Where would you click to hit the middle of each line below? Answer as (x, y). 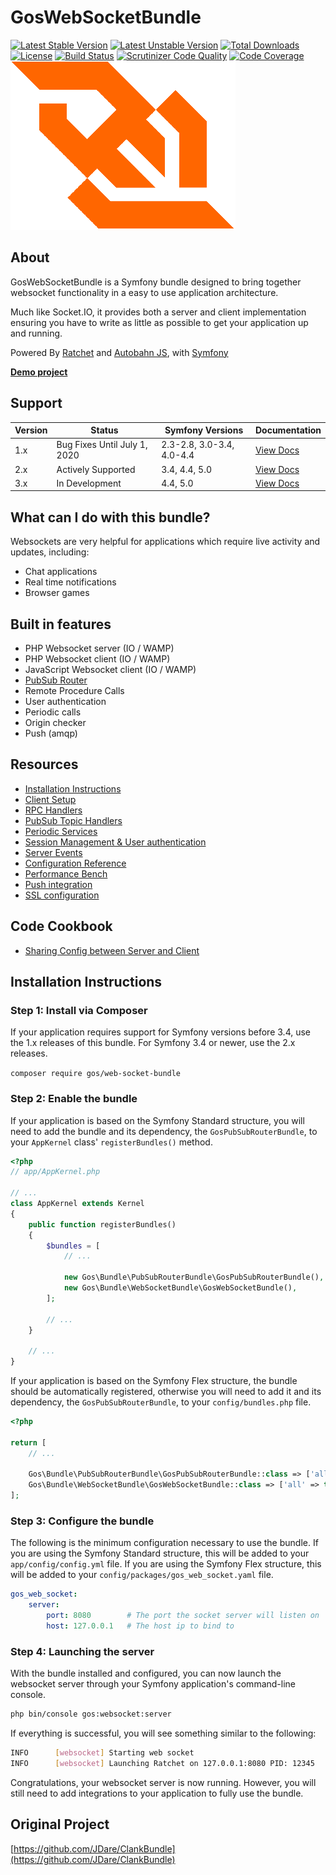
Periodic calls (53, 712)
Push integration (58, 884)
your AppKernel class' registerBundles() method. (111, 1142)
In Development (89, 483)
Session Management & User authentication (115, 842)
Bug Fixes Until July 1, (102, 445)
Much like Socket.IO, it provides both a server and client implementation (158, 312)
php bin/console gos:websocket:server (91, 1714)
